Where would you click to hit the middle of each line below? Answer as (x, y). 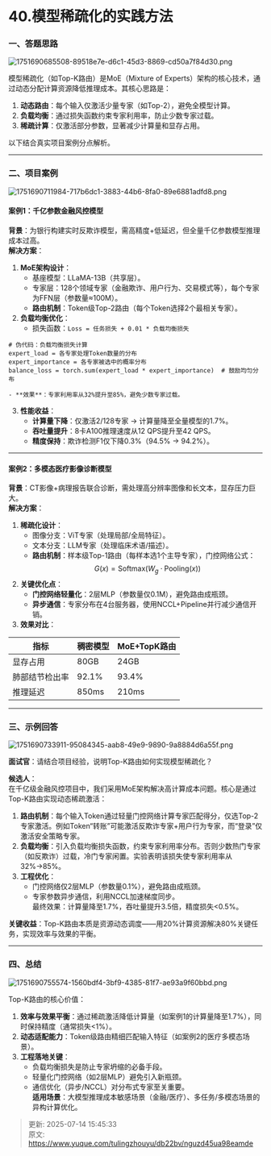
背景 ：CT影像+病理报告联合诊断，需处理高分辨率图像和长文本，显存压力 (129, 488)
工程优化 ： (38, 876)
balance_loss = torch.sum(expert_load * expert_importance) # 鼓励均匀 (131, 370)
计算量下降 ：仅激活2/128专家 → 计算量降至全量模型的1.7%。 (132, 421)
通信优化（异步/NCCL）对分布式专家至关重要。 (110, 1087)
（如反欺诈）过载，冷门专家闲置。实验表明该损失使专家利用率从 (126, 856)
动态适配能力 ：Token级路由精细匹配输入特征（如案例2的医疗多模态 (131, 1036)
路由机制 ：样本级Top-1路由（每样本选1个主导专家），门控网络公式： (144, 555)
